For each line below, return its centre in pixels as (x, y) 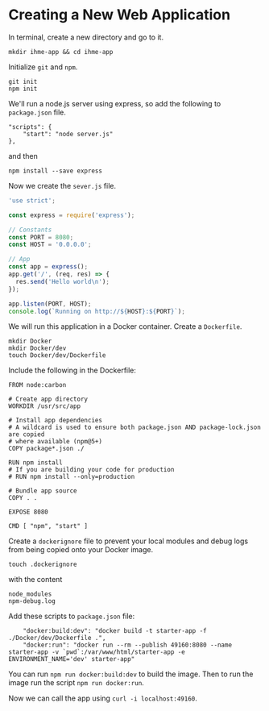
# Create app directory (48, 399)
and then (23, 156)
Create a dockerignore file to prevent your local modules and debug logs (128, 541)
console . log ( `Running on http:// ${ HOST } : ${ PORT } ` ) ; (97, 311)
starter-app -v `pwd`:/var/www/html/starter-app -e (97, 652)
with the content (35, 580)
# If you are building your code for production (91, 470)
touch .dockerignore (43, 565)
